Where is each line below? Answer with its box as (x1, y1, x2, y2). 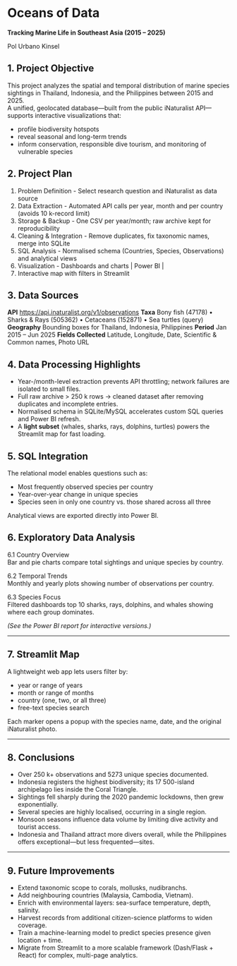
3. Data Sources (7, 289, 79, 301)
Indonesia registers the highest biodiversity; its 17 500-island (17, 778, 195, 786)
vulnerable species (17, 147, 73, 156)
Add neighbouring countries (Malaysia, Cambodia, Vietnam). (17, 891, 194, 900)
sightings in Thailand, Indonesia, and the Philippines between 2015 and (7, 88, 214, 97)
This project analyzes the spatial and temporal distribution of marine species (7, 81, 230, 90)
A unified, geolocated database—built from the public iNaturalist (7, 104, 194, 112)
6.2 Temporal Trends (7, 572, 68, 580)
